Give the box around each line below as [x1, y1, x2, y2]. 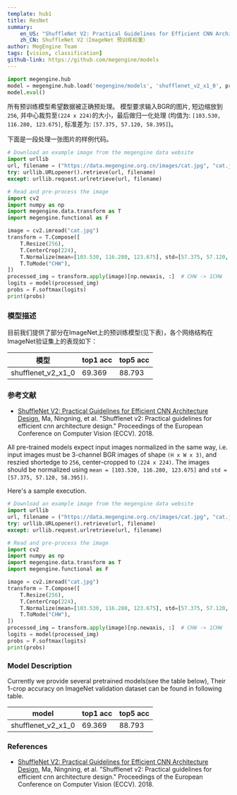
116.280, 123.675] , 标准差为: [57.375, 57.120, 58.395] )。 [7, 120, 178, 128]
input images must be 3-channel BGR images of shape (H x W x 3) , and [7, 450, 217, 459]
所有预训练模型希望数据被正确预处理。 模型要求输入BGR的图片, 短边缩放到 [7, 102, 224, 111]
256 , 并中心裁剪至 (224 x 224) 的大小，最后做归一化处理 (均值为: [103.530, [7, 111, 221, 120]
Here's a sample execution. [7, 486, 87, 495]
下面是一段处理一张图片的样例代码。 [7, 135, 113, 143]
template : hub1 [7, 10, 52, 18]
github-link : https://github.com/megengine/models [7, 56, 159, 64]
